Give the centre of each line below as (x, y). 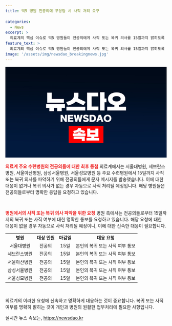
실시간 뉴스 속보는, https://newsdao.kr (44, 318)
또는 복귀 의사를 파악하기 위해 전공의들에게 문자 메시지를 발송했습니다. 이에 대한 (84, 179)
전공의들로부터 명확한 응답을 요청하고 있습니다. (52, 192)
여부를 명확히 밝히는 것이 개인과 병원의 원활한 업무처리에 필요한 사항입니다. (80, 307)
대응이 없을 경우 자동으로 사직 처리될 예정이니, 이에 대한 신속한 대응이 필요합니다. (86, 226)
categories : (18, 22)
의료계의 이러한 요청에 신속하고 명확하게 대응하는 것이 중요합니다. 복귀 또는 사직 (84, 300)
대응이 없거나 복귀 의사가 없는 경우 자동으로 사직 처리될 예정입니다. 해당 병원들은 (85, 186)
